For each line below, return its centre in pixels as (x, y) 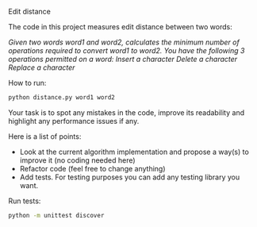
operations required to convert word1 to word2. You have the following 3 (127, 50)
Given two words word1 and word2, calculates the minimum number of (124, 42)
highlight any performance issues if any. (74, 121)
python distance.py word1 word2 (61, 98)
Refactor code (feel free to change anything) (92, 168)
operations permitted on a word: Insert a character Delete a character (123, 59)
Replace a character (42, 67)
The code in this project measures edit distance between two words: (120, 27)
